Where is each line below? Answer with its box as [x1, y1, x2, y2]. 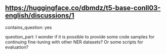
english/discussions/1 [5, 12, 75, 20]
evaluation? [5, 44, 29, 50]
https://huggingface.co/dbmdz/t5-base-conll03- [5, 4, 161, 12]
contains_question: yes [5, 24, 52, 30]
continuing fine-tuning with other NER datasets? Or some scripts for [5, 39, 143, 45]
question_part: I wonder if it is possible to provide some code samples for [5, 34, 155, 39]
